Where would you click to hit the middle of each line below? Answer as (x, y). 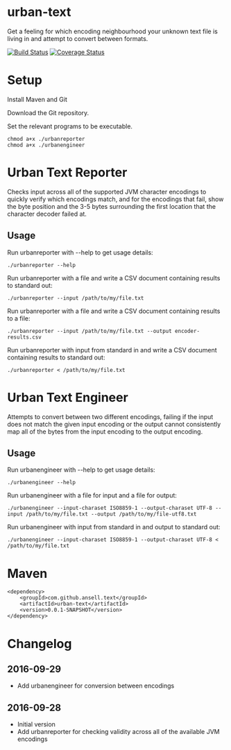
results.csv (24, 337)
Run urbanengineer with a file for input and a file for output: (92, 495)
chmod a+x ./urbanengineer (46, 145)
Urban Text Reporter (67, 172)
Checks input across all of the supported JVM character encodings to (107, 191)
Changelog (40, 644)
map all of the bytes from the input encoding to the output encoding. (105, 432)
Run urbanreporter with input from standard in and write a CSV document (112, 350)
